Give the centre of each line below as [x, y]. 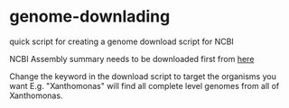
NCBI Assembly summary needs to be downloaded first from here [132, 58]
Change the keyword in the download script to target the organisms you [143, 76]
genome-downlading [90, 17]
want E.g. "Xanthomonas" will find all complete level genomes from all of [144, 85]
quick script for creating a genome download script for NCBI [122, 41]
